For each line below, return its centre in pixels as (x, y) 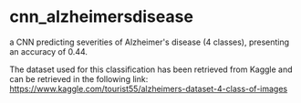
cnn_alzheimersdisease (102, 17)
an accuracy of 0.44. (49, 51)
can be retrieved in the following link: (79, 78)
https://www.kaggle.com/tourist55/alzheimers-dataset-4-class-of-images (149, 88)
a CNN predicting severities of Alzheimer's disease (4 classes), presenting (150, 42)
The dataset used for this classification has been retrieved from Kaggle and (151, 69)
